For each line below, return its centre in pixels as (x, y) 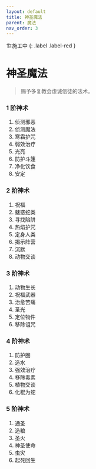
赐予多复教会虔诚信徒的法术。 (57, 91)
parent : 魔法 (21, 23)
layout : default (26, 12)
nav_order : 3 (22, 28)
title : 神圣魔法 (24, 17)
